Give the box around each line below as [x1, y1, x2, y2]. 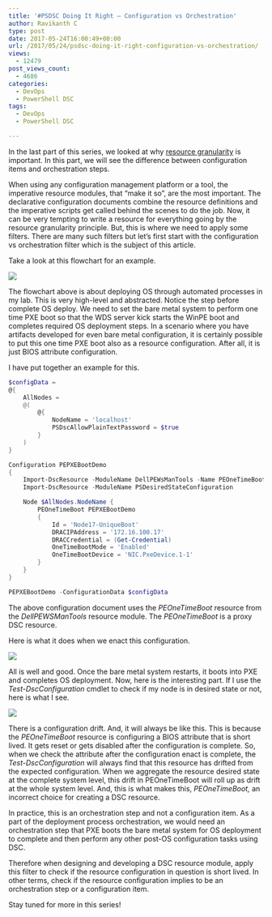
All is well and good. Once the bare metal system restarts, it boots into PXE [8, 666, 257, 676]
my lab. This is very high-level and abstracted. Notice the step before [8, 295, 240, 305]
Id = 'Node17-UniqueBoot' [51, 521, 139, 529]
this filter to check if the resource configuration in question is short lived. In [8, 867, 259, 876]
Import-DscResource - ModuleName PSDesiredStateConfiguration [23, 483, 233, 491]
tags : [8, 102, 27, 110]
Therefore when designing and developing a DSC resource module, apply [8, 858, 253, 868]
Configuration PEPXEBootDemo [8, 461, 107, 469]
